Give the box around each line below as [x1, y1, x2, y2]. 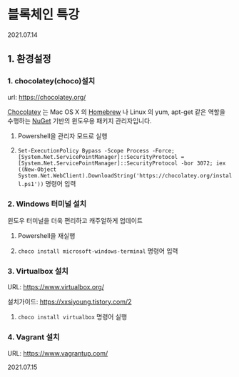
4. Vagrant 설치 [7, 332, 60, 342]
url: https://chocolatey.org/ [7, 93, 86, 101]
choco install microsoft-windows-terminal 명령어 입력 [17, 247, 178, 255]
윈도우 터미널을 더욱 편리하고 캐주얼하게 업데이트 [7, 216, 143, 224]
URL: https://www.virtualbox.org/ [7, 283, 105, 291]
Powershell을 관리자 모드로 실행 [17, 131, 108, 140]
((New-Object [17, 165, 57, 173]
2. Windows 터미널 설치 [7, 199, 87, 209]
